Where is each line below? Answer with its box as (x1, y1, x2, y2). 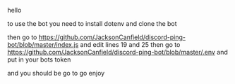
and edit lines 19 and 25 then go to (80, 41, 181, 48)
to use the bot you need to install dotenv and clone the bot (7, 20, 178, 27)
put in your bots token (7, 55, 71, 64)
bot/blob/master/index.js (7, 41, 79, 48)
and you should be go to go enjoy (7, 69, 105, 77)
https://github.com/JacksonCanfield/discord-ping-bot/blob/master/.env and (7, 48, 228, 56)
